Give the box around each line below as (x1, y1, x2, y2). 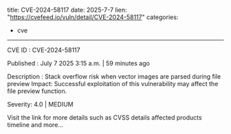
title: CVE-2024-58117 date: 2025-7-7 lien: (7, 6, 127, 14)
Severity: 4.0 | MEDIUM (7, 100, 74, 108)
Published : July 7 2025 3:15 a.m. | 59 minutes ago (7, 59, 150, 67)
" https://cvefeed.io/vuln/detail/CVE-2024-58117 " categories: (7, 13, 179, 21)
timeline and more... (7, 121, 64, 129)
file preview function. (7, 87, 67, 95)
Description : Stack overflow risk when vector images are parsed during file (7, 72, 221, 81)
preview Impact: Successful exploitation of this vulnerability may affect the (7, 80, 219, 88)
